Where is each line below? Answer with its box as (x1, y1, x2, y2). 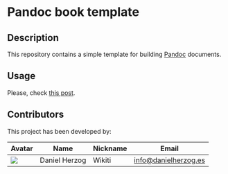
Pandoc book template (7, 4, 140, 20)
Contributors (7, 109, 64, 121)
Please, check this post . (7, 88, 76, 97)
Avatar (10, 143, 33, 153)
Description (7, 32, 59, 44)
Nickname (92, 143, 128, 153)
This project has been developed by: (7, 127, 112, 135)
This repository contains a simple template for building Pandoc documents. (7, 50, 222, 58)
